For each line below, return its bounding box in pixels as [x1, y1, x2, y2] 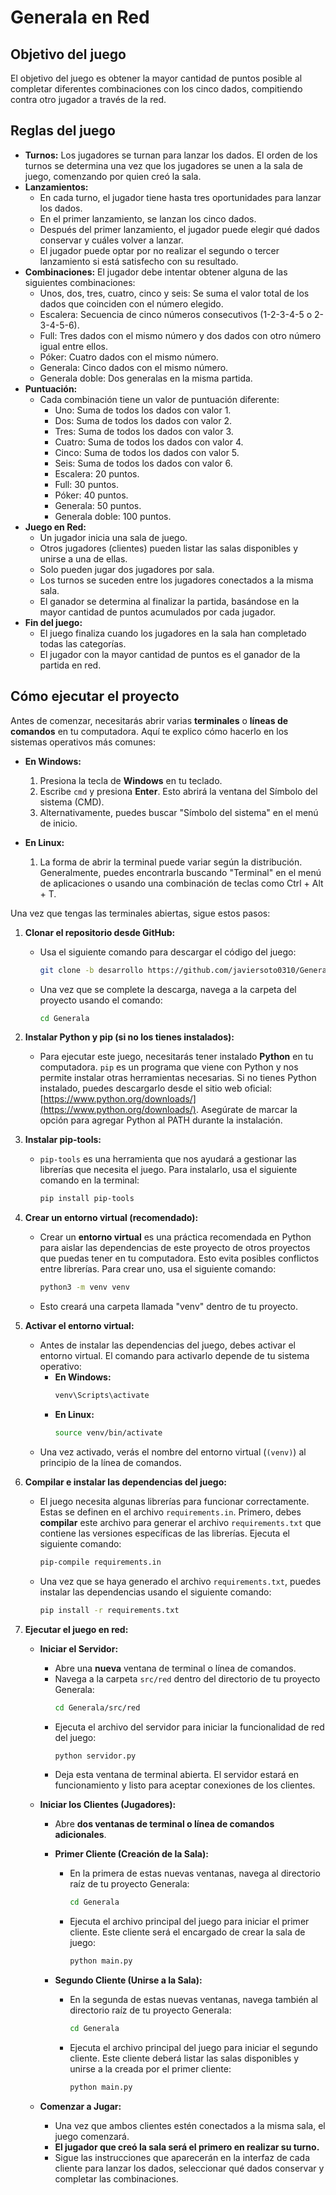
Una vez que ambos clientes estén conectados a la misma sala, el [54, 2119, 326, 2131]
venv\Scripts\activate [54, 1391, 150, 1401]
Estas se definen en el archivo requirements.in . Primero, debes [39, 1506, 302, 1518]
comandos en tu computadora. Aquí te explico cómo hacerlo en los [10, 725, 289, 737]
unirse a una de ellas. [39, 552, 128, 565]
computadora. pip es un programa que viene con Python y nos [39, 1061, 299, 1073]
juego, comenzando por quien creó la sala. [24, 170, 202, 182]
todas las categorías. [39, 637, 127, 650]
